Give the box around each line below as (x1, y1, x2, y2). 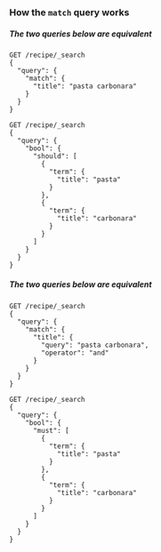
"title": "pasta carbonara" (32, 82, 138, 91)
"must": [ (32, 426, 69, 435)
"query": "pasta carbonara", (41, 340, 149, 349)
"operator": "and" (41, 348, 109, 357)
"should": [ (32, 151, 77, 161)
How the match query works (9, 6, 130, 19)
